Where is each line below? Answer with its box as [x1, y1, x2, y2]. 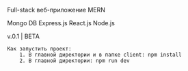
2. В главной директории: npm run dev [19, 57, 130, 64]
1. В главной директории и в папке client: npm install [19, 51, 183, 58]
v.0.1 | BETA [7, 32, 40, 40]
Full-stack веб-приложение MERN [7, 6, 106, 14]
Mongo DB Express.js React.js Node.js [7, 19, 115, 27]
